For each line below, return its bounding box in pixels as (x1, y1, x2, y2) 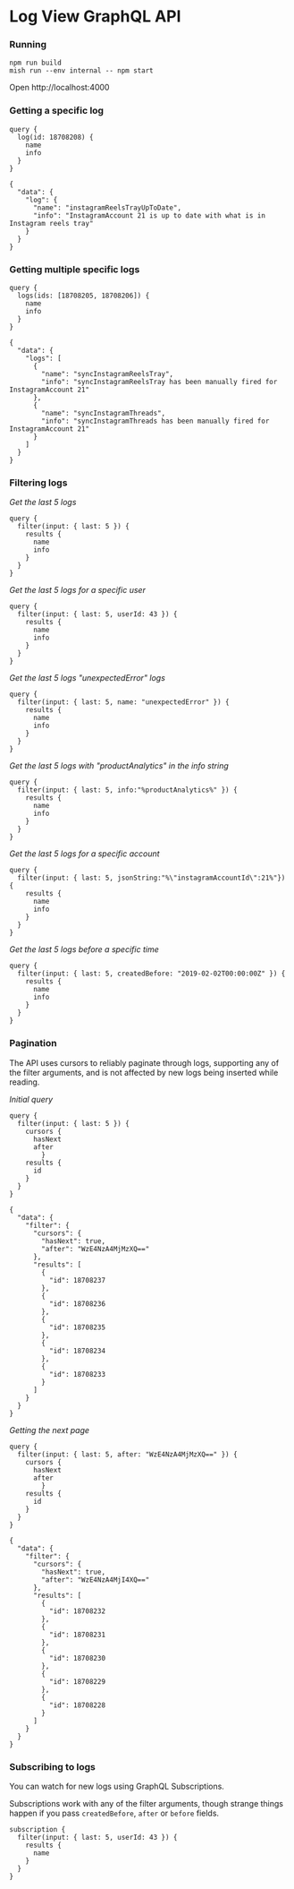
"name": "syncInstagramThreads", (41, 409, 166, 418)
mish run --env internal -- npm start (9, 66, 154, 75)
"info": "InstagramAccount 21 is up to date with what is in (32, 210, 266, 220)
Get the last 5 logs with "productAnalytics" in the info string (9, 760, 230, 771)
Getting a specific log (9, 105, 105, 117)
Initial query (9, 1094, 54, 1104)
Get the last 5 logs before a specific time (9, 944, 159, 955)
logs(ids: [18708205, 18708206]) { (17, 291, 150, 301)
